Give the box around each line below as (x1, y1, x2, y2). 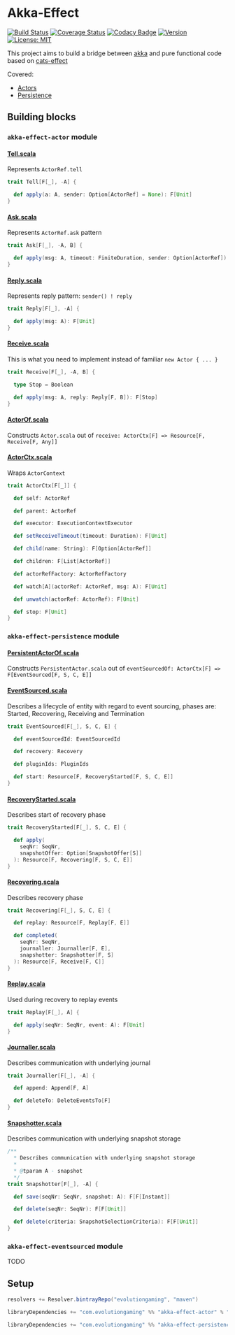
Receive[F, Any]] (7, 438, 58, 445)
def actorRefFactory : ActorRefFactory (13, 570, 127, 578)
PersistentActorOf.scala (7, 648, 79, 657)
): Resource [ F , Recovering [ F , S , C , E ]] (13, 856, 133, 863)
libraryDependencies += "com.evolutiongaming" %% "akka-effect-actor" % (7, 1309, 224, 1316)
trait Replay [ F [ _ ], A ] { (7, 1008, 80, 1015)
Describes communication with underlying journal (7, 1058, 150, 1067)
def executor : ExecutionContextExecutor (13, 520, 133, 527)
